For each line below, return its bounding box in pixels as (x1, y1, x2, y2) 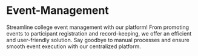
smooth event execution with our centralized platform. (6, 43, 141, 50)
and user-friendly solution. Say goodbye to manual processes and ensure (6, 36, 190, 43)
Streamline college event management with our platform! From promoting (6, 23, 190, 31)
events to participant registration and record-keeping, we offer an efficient (6, 30, 192, 37)
